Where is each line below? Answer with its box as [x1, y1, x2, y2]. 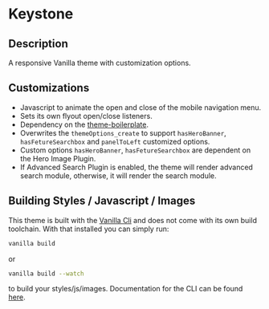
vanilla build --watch [8, 270, 84, 278]
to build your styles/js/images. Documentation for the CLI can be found [8, 284, 243, 294]
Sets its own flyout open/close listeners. [19, 111, 153, 120]
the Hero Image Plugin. [19, 153, 96, 163]
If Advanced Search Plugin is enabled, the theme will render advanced [19, 162, 253, 172]
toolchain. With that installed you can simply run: [8, 224, 169, 234]
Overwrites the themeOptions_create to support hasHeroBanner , [19, 128, 226, 137]
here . [8, 292, 26, 302]
